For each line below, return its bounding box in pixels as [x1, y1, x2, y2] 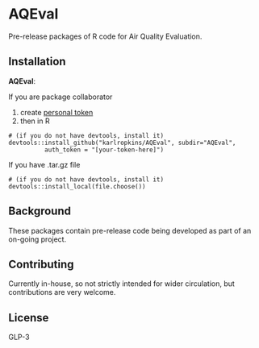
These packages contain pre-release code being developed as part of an [8, 226, 252, 235]
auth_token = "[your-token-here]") [44, 146, 164, 154]
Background [8, 205, 71, 218]
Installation [8, 55, 66, 68]
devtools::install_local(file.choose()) [8, 182, 147, 190]
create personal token [19, 107, 94, 117]
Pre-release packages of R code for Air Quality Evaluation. [8, 31, 203, 41]
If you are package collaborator [8, 92, 113, 101]
